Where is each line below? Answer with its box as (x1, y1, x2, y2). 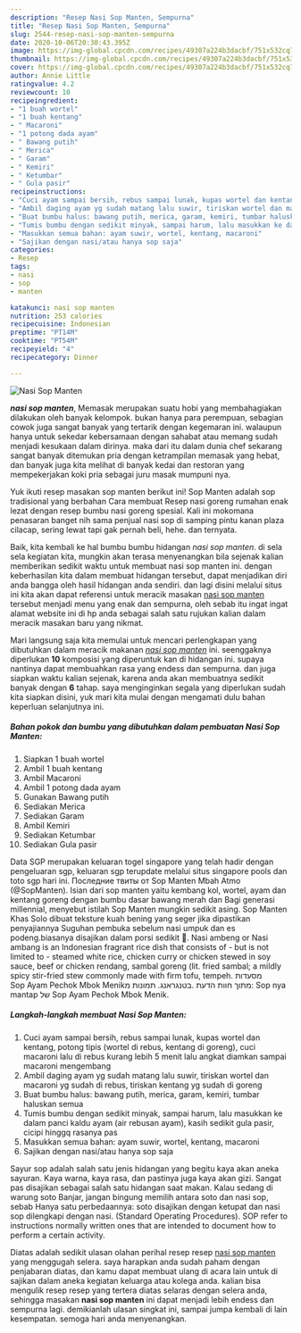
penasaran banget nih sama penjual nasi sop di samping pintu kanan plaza (10, 514, 285, 525)
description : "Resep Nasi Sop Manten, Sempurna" (10, 12, 195, 22)
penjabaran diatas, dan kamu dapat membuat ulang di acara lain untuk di (10, 1265, 278, 1277)
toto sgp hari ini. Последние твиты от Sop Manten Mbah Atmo (10, 875, 241, 886)
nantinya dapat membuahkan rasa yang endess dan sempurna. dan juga (10, 662, 276, 674)
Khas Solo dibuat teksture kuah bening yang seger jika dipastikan (10, 912, 251, 924)
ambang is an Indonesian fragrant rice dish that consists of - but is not (10, 941, 269, 952)
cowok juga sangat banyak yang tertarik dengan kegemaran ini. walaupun (10, 421, 282, 432)
